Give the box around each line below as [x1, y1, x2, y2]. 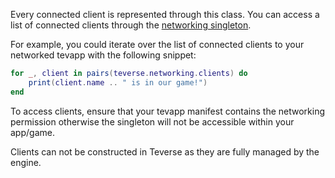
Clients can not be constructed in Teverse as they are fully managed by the [10, 145, 320, 158]
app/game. [10, 126, 55, 138]
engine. [10, 156, 42, 168]
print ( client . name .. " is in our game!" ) [28, 77, 208, 88]
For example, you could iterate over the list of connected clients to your [10, 39, 305, 50]
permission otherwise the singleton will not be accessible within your [10, 115, 295, 128]
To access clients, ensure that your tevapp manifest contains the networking [10, 105, 326, 117]
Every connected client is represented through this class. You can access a [10, 9, 320, 20]
